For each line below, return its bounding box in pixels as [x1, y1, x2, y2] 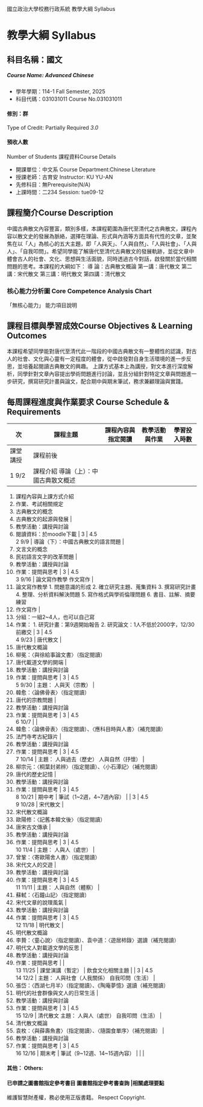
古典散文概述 [39, 476, 76, 484]
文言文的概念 [15, 545, 48, 553]
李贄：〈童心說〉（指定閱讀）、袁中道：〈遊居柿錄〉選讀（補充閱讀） [15, 936, 180, 944]
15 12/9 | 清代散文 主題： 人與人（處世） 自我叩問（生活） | [15, 1012, 162, 1019]
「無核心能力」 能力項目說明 [7, 302, 77, 309]
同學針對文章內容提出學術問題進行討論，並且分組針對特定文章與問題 [17, 370, 186, 377]
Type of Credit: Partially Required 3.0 [7, 124, 99, 131]
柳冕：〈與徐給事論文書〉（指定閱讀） [15, 651, 106, 658]
